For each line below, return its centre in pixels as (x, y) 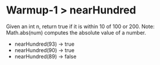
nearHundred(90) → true (45, 50)
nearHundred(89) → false (45, 56)
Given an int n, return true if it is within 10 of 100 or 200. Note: (80, 26)
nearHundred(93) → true (45, 44)
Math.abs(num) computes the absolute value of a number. (76, 32)
